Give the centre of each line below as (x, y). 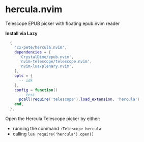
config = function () (36, 90)
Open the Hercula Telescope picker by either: (53, 119)
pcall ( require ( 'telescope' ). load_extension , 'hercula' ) (79, 100)
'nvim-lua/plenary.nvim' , (46, 66)
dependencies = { (33, 52)
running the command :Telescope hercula (57, 129)
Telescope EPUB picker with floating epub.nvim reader (63, 23)
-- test (27, 95)
